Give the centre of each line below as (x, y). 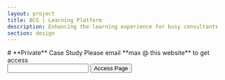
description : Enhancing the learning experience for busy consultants (113, 26)
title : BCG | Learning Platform (54, 20)
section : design (31, 33)
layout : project (31, 14)
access (18, 61)
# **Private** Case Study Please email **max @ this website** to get (108, 53)
